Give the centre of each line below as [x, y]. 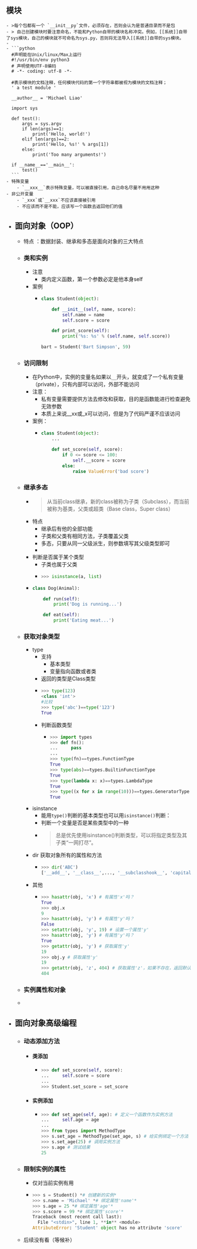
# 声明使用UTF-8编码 [34, 66]
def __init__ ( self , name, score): [94, 309]
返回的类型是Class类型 [68, 679]
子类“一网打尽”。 [76, 843]
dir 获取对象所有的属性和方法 [67, 855]
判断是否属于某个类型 [58, 557]
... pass [66, 748]
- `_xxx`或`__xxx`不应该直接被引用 [56, 200]
